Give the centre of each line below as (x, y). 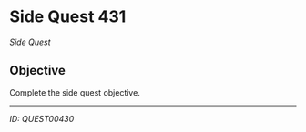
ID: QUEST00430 (42, 118)
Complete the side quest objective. (75, 92)
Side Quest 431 (68, 17)
